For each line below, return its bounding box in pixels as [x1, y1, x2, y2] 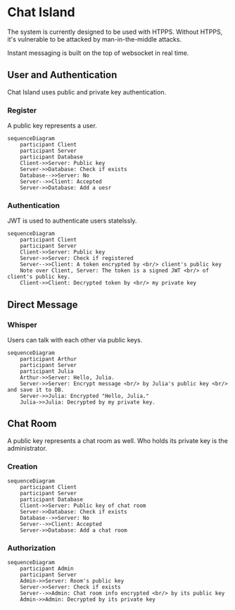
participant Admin [20, 565, 74, 573]
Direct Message [7, 299, 78, 311]
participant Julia [20, 368, 74, 375]
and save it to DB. [7, 387, 65, 394]
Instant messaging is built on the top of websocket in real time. [7, 49, 189, 57]
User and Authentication [7, 69, 118, 81]
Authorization [7, 543, 56, 553]
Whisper [7, 320, 37, 330]
